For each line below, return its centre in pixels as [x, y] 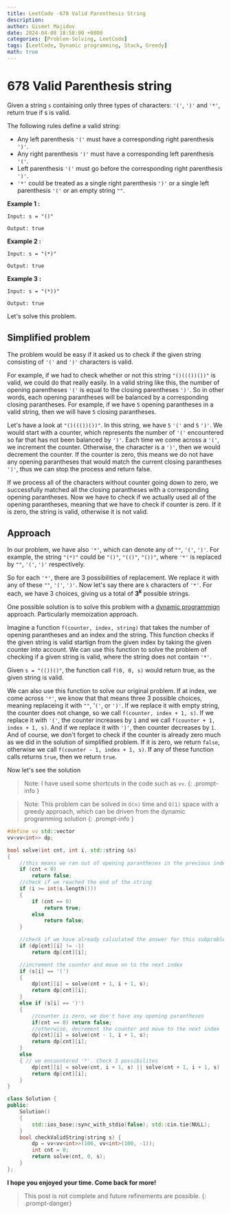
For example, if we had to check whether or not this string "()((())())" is [111, 375]
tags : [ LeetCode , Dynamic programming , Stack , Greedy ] [87, 45]
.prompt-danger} [48, 1203]
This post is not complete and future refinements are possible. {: [115, 1195]
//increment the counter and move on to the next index [101, 965]
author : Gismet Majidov [41, 26]
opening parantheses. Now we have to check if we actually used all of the [112, 497]
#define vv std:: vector [41, 832]
